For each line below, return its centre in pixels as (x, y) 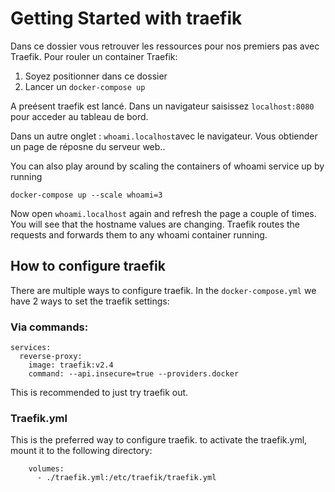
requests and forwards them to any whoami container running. (139, 234)
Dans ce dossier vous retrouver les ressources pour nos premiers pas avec (165, 46)
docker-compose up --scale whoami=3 (86, 195)
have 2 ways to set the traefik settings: (90, 301)
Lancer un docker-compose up (85, 86)
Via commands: (49, 327)
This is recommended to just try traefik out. (99, 393)
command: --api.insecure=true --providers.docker (134, 374)
